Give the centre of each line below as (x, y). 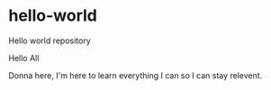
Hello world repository (50, 40)
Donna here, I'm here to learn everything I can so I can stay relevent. (135, 75)
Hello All (24, 58)
